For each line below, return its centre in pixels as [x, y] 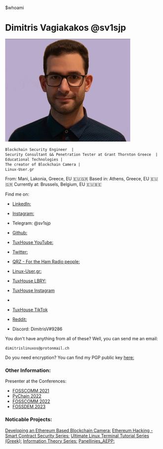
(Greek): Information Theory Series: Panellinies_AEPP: [60, 441]
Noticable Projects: [29, 420]
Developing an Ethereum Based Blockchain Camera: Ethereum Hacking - [79, 430]
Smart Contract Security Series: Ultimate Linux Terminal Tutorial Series [77, 436]
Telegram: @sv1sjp [31, 223]
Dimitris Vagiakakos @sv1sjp [66, 28]
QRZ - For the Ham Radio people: [46, 261]
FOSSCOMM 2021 [31, 391]
